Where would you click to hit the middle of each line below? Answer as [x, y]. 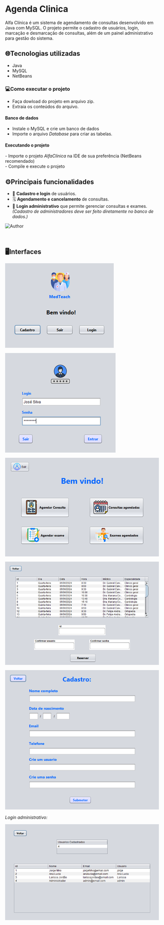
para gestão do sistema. [29, 38]
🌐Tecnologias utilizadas [43, 54]
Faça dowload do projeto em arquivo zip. [53, 101]
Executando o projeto [27, 145]
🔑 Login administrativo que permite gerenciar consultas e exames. [80, 206]
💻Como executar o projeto [38, 89]
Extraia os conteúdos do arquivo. [45, 107]
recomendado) [20, 161]
